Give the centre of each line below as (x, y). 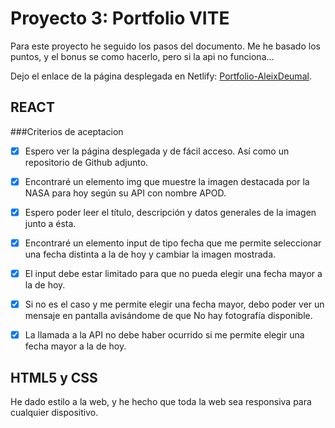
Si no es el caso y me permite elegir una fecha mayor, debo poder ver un (174, 304)
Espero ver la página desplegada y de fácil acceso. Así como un (157, 151)
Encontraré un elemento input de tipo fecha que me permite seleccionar (173, 243)
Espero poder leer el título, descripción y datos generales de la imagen (170, 212)
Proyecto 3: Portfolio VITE (120, 18)
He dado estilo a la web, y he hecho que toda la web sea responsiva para (161, 401)
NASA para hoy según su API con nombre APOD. (125, 193)
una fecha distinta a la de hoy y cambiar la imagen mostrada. (150, 254)
